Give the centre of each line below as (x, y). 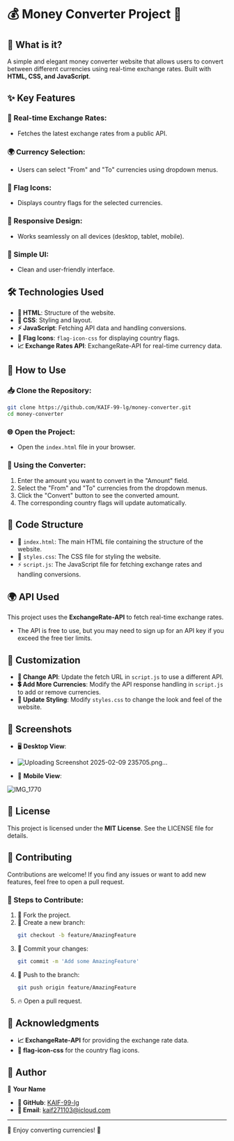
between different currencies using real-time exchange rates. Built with (109, 69)
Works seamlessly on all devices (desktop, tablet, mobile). (101, 236)
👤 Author (27, 1072)
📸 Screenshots (40, 729)
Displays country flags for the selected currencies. (90, 203)
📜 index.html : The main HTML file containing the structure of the (110, 542)
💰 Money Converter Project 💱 (95, 14)
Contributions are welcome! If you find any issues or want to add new (107, 874)
